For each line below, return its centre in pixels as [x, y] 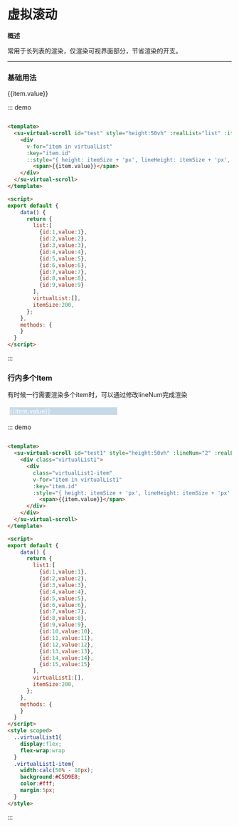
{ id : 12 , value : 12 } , [66, 645]
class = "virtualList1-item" [73, 473]
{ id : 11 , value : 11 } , [66, 638]
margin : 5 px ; [38, 791]
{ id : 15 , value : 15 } [65, 665]
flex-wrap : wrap [43, 750]
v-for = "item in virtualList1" [78, 480]
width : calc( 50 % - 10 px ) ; [57, 770]
